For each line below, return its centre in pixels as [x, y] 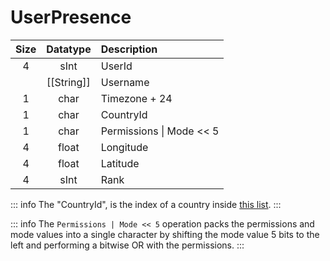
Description [129, 49]
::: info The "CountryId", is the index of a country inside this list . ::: [146, 204]
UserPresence [71, 17]
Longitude [124, 147]
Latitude [120, 163]
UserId [116, 66]
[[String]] [68, 82]
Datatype [69, 49]
